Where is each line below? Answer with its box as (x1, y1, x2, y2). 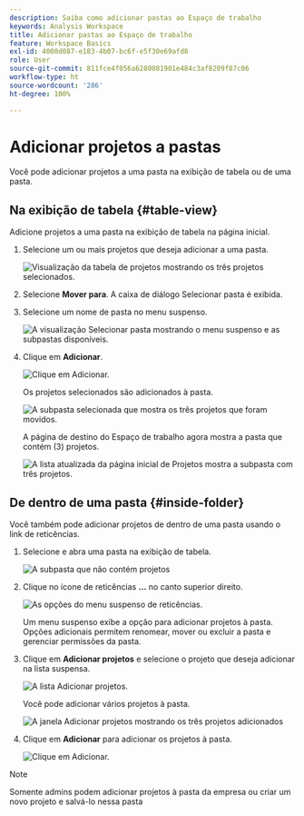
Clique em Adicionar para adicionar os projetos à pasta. (22, 733, 233, 745)
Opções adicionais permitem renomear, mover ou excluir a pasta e (22, 626, 271, 637)
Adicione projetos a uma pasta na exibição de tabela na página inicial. (9, 226, 270, 237)
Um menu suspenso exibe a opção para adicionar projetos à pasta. (22, 617, 274, 628)
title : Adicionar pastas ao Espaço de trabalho (9, 30, 193, 39)
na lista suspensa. (22, 663, 91, 674)
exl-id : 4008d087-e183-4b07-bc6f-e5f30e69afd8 (9, 47, 189, 56)
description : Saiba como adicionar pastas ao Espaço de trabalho (9, 13, 261, 23)
